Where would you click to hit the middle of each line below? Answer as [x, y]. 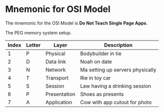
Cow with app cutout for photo [116, 102]
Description [118, 45]
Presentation [61, 94]
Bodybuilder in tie [101, 53]
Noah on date [96, 61]
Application [59, 102]
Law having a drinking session [116, 86]
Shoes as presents [102, 94]
